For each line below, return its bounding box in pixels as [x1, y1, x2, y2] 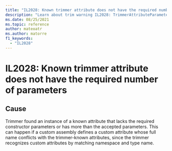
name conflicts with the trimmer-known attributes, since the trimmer [5, 134, 149, 140]
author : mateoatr [5, 27, 42, 32]
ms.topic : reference [5, 21, 50, 27]
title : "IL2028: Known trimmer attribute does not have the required [5, 7, 157, 13]
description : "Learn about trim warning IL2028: [5, 12, 111, 17]
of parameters [5, 84, 68, 96]
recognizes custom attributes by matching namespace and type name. [5, 140, 155, 146]
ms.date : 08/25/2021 [5, 17, 50, 22]
